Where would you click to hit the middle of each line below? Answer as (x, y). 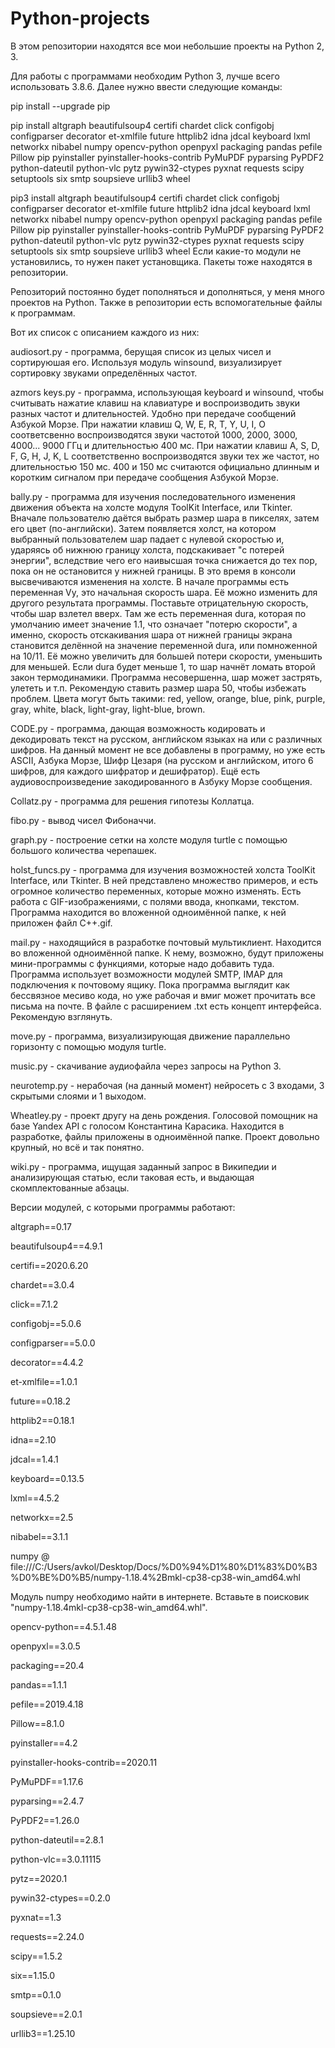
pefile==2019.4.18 (47, 1704)
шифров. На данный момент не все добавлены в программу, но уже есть (168, 749)
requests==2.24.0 (47, 1936)
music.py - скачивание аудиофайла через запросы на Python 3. (146, 1066)
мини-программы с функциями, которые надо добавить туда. (142, 963)
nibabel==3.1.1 (39, 1536)
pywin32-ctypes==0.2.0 (60, 1898)
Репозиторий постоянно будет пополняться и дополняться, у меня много (167, 291)
